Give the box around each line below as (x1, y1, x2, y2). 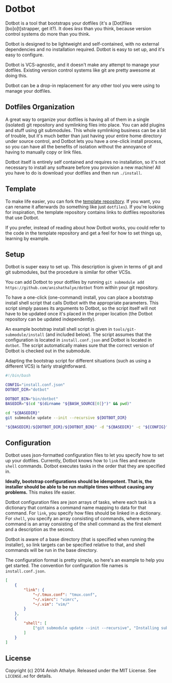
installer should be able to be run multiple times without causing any (5, 484, 154, 490)
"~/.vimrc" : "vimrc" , (32, 597, 79, 602)
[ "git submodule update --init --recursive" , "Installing (32, 625, 159, 630)
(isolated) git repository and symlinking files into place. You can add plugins (5, 121, 165, 128)
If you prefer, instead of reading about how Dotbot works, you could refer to (5, 224, 165, 230)
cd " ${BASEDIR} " (5, 410, 40, 415)
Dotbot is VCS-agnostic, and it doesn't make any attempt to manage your (5, 61, 160, 68)
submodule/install (5, 332, 45, 338)
